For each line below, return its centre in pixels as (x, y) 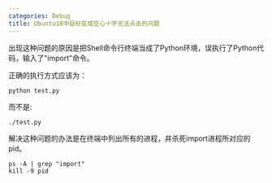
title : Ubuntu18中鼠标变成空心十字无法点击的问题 (84, 24)
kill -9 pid (28, 171)
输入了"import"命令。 (58, 58)
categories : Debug (39, 16)
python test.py (34, 90)
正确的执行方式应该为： (47, 75)
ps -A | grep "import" (47, 163)
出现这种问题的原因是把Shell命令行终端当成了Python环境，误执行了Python (133, 48)
